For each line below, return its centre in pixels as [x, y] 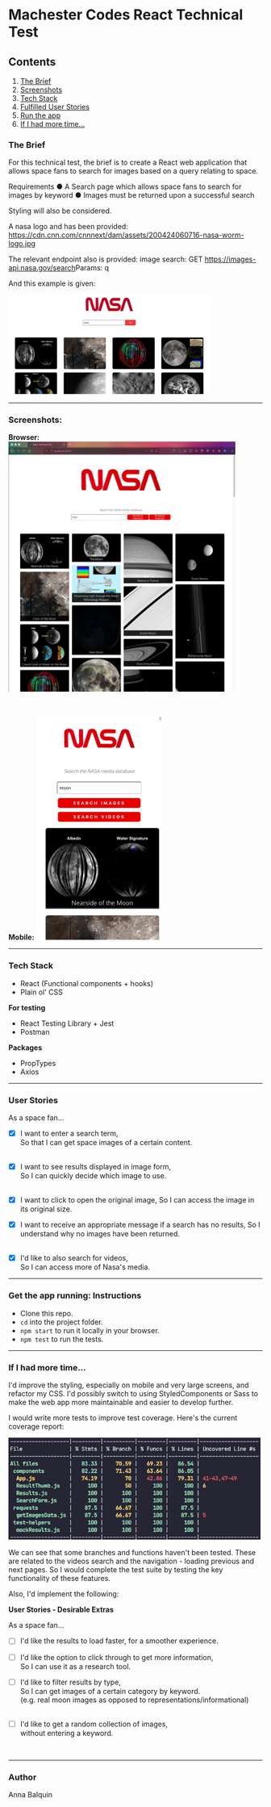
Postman [35, 1031]
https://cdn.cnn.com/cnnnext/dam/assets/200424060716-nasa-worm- [126, 235]
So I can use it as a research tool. [75, 1666]
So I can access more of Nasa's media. [85, 1267]
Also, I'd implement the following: [64, 1594]
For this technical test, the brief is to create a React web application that [128, 162]
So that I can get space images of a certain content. [106, 1143]
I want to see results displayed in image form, [96, 1167]
